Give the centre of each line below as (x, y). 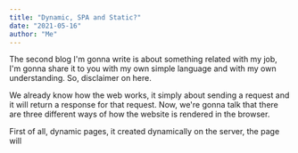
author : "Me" (33, 34)
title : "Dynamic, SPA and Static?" (75, 17)
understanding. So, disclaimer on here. (80, 78)
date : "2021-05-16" (46, 26)
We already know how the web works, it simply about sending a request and (149, 95)
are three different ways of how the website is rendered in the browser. (140, 114)
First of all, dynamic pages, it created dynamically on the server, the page (145, 132)
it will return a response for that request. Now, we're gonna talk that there (144, 105)
